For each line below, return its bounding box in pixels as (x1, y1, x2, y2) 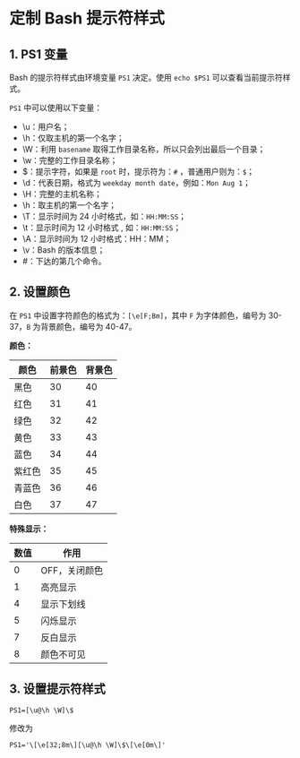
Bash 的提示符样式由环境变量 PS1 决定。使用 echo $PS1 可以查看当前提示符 (9, 73, 284, 82)
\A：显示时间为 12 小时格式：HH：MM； (21, 234, 172, 244)
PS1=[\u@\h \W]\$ (9, 705, 74, 715)
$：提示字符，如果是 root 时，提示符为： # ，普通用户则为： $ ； (21, 167, 255, 177)
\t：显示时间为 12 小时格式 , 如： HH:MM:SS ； (21, 222, 182, 233)
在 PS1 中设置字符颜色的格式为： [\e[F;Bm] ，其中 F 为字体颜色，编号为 (9, 310, 267, 321)
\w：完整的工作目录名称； (21, 155, 118, 166)
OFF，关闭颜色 (40, 564, 104, 576)
